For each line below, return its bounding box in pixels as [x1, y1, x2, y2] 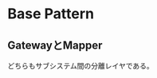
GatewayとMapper [7, 38, 103, 52]
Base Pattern [7, 5, 95, 23]
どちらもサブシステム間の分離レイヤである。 [7, 61, 155, 70]
